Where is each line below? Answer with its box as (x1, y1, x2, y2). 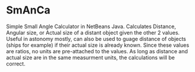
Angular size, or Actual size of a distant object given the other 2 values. (6, 29, 180, 36)
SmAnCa (6, 4, 51, 17)
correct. (6, 60, 25, 67)
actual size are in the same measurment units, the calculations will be (6, 54, 175, 61)
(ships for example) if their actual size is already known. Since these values (6, 42, 190, 49)
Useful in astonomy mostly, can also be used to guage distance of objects (6, 35, 186, 42)
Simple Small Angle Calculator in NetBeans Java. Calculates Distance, (6, 23, 176, 30)
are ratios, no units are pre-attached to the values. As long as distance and (6, 47, 188, 54)
